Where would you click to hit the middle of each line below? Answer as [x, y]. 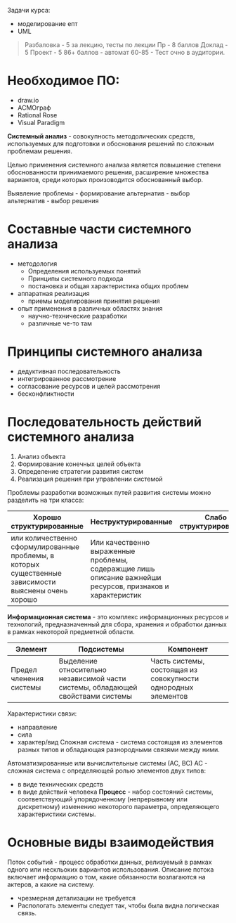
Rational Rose [37, 115]
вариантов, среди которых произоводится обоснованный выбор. [105, 179]
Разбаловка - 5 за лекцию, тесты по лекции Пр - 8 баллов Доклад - [126, 45]
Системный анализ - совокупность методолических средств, [101, 136]
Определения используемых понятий [85, 271]
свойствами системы [95, 696]
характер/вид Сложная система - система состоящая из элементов [120, 742]
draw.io [28, 100]
